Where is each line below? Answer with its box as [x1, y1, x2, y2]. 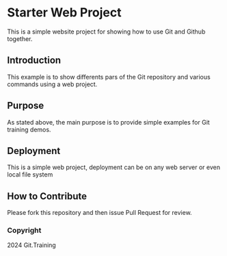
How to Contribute [7, 190, 88, 202]
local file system [7, 170, 53, 179]
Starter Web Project [7, 5, 122, 21]
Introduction [7, 55, 62, 66]
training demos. [7, 125, 51, 133]
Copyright [7, 226, 42, 235]
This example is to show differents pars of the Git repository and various [7, 73, 211, 81]
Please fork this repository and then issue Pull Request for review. [7, 209, 193, 217]
